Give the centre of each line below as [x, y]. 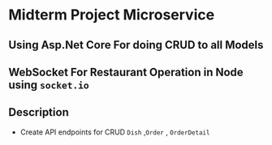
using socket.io [49, 85]
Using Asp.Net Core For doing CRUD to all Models [136, 45]
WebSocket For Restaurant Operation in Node [126, 72]
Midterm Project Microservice [112, 15]
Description [39, 112]
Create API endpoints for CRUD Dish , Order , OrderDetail [115, 132]
